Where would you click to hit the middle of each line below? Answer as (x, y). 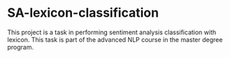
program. (21, 47)
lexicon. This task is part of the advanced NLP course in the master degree (115, 39)
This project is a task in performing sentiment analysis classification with (112, 32)
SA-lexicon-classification (83, 13)
